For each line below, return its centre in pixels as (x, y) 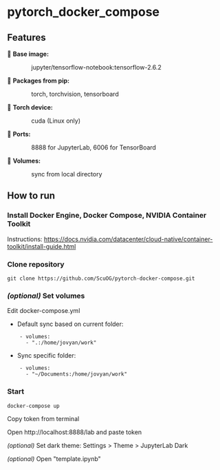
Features (26, 38)
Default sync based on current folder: (70, 324)
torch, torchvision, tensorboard (75, 94)
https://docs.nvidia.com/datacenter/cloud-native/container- (128, 239)
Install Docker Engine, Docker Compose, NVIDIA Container (107, 216)
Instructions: (25, 239)
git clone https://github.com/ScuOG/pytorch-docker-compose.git (101, 278)
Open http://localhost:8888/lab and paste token (75, 432)
